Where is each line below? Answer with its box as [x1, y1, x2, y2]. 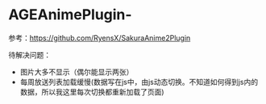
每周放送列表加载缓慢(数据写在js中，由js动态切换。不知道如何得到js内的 [19, 77, 259, 86]
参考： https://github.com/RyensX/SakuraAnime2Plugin [8, 33, 191, 42]
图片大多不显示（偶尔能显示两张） [19, 66, 134, 77]
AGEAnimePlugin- [8, 6, 132, 24]
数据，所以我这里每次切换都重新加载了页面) [19, 86, 164, 97]
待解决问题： [8, 50, 51, 59]
